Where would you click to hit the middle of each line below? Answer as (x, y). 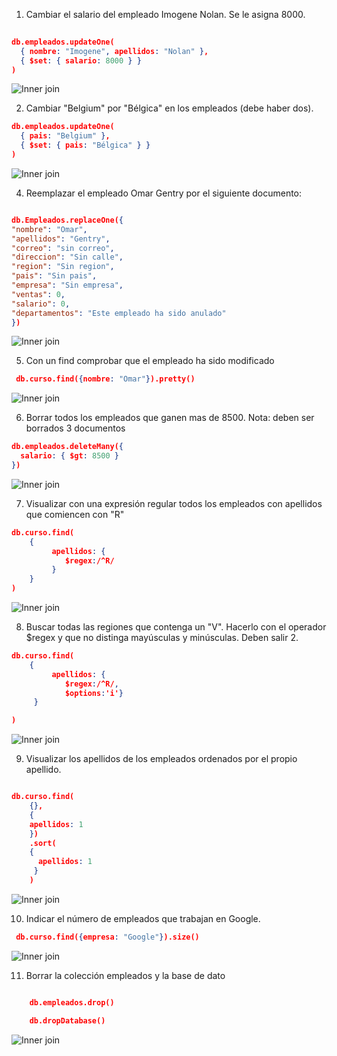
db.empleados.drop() (72, 1002)
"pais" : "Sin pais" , (54, 276)
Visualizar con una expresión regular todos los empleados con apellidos (174, 503)
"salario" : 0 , (41, 304)
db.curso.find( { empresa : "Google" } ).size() (107, 937)
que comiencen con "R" (75, 514)
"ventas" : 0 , (38, 294)
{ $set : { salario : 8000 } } (81, 60)
